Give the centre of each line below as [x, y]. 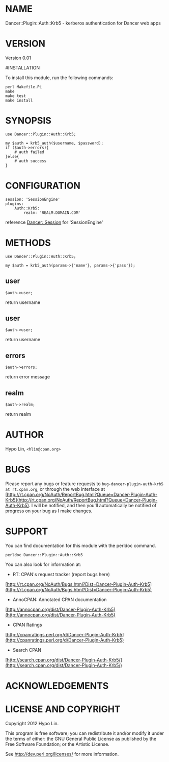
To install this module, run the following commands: [59, 78]
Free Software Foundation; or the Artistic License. [57, 744]
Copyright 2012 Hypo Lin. [32, 723]
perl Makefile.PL [24, 87]
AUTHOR [25, 435]
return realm [18, 414]
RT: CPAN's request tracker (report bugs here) [61, 574]
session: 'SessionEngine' [33, 199]
